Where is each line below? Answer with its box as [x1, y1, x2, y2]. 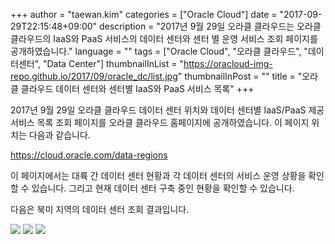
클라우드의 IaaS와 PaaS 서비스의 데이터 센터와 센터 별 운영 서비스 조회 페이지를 [10, 33, 318, 44]
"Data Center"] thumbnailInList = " [42, 58, 184, 69]
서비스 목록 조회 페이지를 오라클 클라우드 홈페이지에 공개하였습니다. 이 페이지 [10, 117, 310, 128]
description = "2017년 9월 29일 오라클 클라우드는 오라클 [99, 20, 322, 32]
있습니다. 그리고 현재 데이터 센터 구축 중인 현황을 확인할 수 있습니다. [31, 182, 295, 194]
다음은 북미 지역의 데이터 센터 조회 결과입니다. [10, 204, 190, 215]
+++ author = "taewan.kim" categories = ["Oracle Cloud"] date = [10, 9, 278, 20]
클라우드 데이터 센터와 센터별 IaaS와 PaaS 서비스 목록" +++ [20, 83, 255, 94]
